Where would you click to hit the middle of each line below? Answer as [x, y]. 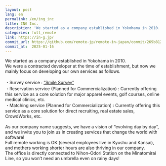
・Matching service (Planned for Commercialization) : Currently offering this [83, 105]
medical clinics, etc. [25, 99]
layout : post [19, 10]
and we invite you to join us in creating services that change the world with [81, 132]
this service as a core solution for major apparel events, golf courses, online [82, 94]
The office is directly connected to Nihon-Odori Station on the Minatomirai [81, 153]
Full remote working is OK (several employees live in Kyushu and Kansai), [80, 142]
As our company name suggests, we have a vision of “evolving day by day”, [82, 126]
